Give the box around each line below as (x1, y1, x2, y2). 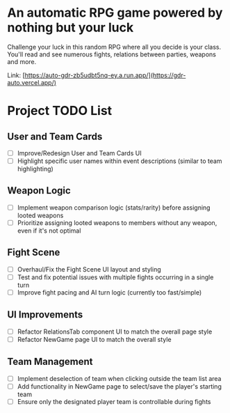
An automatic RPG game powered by (7, 5, 223, 21)
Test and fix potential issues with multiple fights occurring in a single (17, 273, 214, 281)
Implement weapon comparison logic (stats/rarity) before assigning (17, 203, 211, 212)
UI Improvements (7, 309, 83, 321)
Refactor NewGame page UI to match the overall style (17, 335, 172, 343)
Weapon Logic (7, 185, 71, 196)
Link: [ (7, 71, 26, 79)
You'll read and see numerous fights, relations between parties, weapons (7, 50, 217, 59)
